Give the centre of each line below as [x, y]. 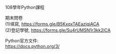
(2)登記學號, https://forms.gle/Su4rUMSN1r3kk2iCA [58, 30]
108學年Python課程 [25, 7]
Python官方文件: [22, 41]
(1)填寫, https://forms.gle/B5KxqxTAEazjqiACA [52, 24]
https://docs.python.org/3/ [32, 46]
